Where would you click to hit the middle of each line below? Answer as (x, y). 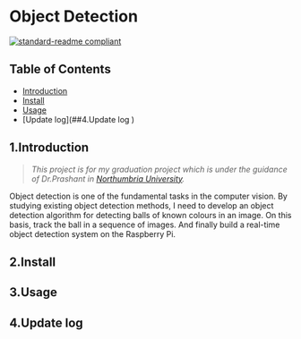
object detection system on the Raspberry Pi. (93, 233)
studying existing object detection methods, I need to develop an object (142, 205)
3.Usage (34, 292)
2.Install (33, 262)
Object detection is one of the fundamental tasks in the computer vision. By (149, 196)
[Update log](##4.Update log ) (78, 119)
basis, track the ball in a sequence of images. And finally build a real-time (145, 225)
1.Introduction (49, 148)
